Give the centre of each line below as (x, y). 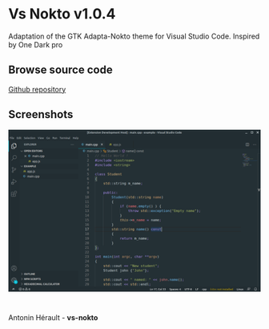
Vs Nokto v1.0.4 (62, 14)
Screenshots (41, 114)
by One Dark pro (36, 44)
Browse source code (61, 70)
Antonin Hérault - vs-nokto (53, 317)
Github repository (37, 89)
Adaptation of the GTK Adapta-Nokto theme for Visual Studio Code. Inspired (134, 36)
